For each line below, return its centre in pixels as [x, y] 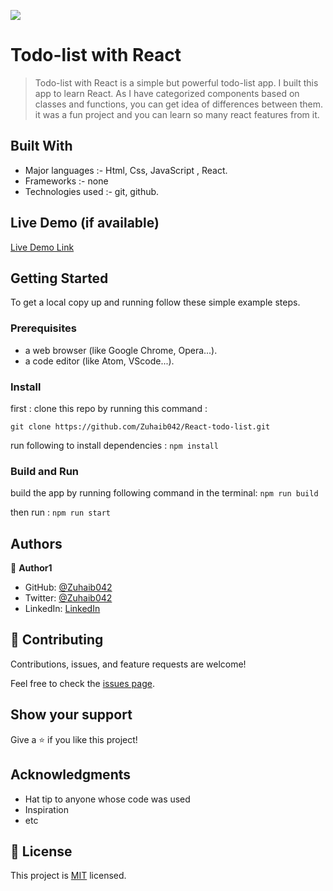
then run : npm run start [61, 512]
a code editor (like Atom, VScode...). [99, 361]
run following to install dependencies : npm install [114, 445]
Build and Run [45, 471]
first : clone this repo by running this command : [109, 408]
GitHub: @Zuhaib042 [68, 587]
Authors [36, 543]
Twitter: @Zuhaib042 [68, 598]
